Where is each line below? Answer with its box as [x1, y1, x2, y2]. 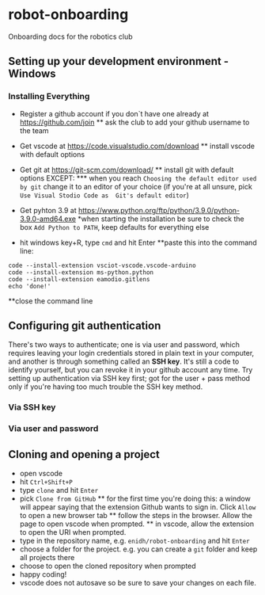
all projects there [19, 553, 75, 563]
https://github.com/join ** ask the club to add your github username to [19, 117, 250, 127]
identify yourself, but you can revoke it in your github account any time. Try [8, 365, 253, 375]
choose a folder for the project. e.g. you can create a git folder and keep [19, 544, 258, 554]
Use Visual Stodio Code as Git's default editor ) [19, 190, 190, 200]
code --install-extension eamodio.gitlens [8, 275, 150, 283]
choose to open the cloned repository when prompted [19, 561, 196, 571]
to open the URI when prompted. [19, 528, 127, 537]
